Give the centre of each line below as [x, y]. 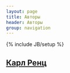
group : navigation [28, 28]
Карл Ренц [26, 63]
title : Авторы [23, 17]
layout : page [22, 11]
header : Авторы [24, 22]
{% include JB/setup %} [35, 44]
